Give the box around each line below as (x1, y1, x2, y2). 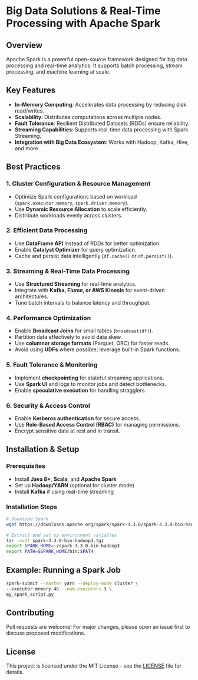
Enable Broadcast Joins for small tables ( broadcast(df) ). (14, 327, 153, 334)
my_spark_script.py (6, 591, 54, 598)
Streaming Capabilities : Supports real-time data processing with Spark (14, 126, 189, 133)
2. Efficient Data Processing (6, 226, 88, 235)
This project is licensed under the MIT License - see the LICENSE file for (6, 662, 181, 669)
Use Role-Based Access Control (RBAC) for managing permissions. (14, 421, 181, 428)
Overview (6, 40, 43, 50)
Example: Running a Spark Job (6, 565, 121, 575)
